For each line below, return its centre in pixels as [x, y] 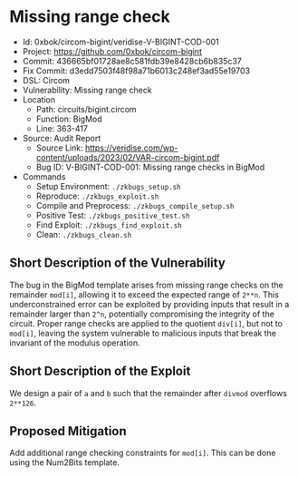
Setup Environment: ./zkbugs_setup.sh [108, 186]
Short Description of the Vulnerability [118, 263]
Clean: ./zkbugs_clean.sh [84, 234]
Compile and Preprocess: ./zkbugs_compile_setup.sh [135, 205]
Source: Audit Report [62, 138]
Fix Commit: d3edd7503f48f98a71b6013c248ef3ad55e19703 [136, 71]
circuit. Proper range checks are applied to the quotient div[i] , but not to [146, 323]
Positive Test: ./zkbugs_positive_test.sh [113, 215]
